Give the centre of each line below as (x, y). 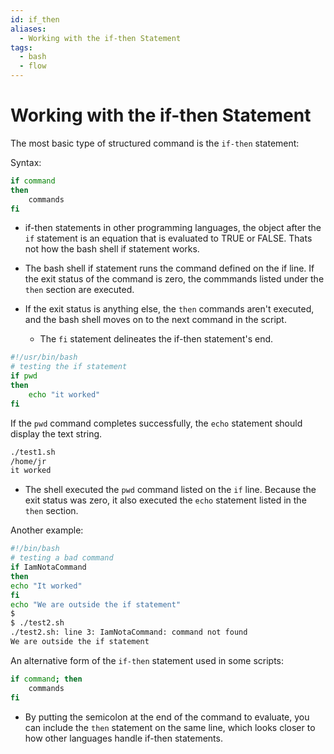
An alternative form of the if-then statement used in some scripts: (147, 660)
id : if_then (35, 19)
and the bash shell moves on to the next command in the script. (155, 320)
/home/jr (28, 461)
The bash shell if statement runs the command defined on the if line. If (169, 268)
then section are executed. (79, 290)
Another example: (47, 530)
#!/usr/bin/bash (44, 357)
